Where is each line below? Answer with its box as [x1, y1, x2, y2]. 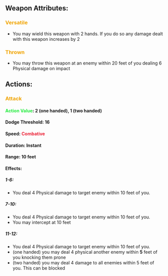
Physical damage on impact [12, 65, 71, 71]
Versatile [5, 19, 28, 26]
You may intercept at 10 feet [12, 219, 71, 225]
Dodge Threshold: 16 [5, 119, 50, 125]
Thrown [5, 48, 25, 56]
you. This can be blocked [12, 265, 66, 271]
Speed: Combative [5, 131, 45, 137]
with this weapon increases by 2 [12, 36, 80, 42]
